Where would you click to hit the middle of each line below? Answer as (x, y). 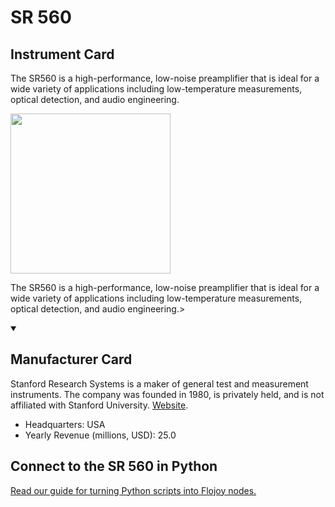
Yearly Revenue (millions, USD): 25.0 (100, 435)
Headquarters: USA (65, 424)
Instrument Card (62, 54)
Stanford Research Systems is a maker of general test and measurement (159, 383)
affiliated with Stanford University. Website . (99, 405)
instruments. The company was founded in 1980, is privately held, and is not (167, 394)
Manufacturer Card (71, 359)
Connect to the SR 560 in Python (114, 466)
